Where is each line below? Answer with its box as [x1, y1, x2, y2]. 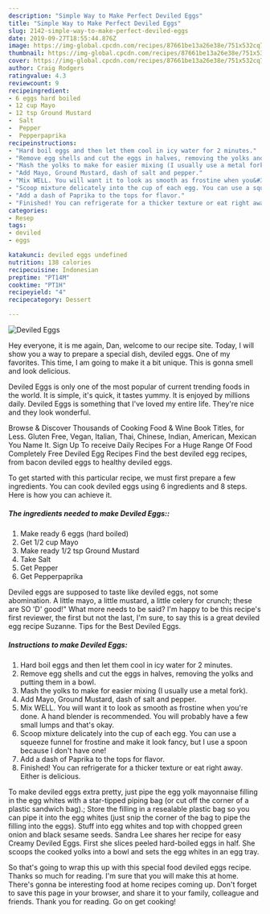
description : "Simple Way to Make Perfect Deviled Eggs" [8, 11, 203, 20]
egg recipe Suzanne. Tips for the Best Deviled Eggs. [8, 621, 182, 631]
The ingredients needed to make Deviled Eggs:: [8, 508, 170, 518]
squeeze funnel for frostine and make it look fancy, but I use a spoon [19, 737, 247, 747]
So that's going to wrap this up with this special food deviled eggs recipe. [8, 862, 252, 872]
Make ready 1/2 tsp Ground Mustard [19, 545, 140, 556]
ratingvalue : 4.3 [8, 72, 67, 80]
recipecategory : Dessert [8, 296, 92, 304]
